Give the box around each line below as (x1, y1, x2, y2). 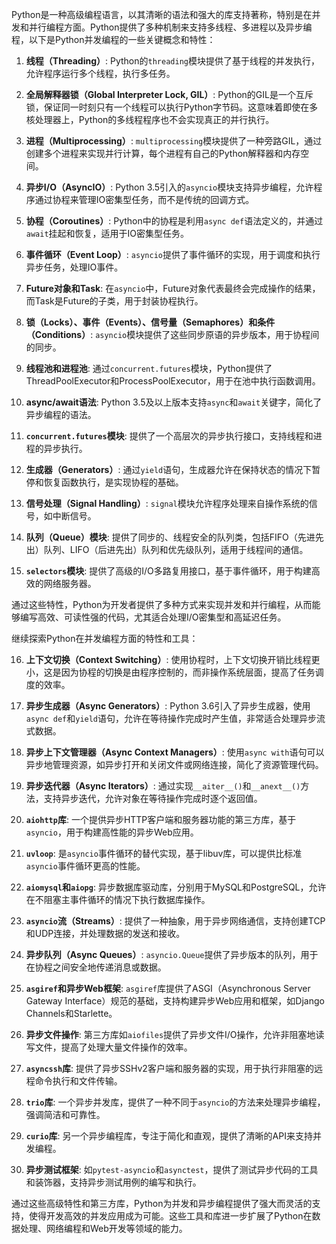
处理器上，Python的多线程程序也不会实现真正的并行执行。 (34, 114, 275, 125)
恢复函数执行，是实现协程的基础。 (43, 476, 184, 488)
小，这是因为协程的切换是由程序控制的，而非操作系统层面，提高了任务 (25, 666, 316, 678)
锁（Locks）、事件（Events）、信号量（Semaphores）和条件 (25, 316, 276, 328)
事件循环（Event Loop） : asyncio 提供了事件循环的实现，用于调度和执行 (25, 249, 321, 260)
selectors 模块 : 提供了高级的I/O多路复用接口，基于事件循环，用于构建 (25, 565, 312, 577)
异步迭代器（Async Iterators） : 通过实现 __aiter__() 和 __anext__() (25, 780, 301, 792)
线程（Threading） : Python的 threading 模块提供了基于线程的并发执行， (25, 55, 320, 67)
